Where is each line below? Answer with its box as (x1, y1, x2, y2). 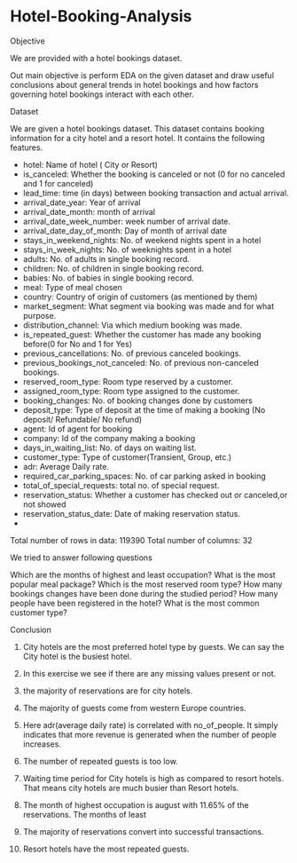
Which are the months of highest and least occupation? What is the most (10, 569, 276, 580)
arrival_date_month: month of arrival (22, 206, 156, 217)
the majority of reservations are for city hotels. (22, 685, 193, 696)
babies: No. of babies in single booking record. (22, 273, 194, 283)
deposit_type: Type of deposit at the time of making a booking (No (22, 404, 266, 415)
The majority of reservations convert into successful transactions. (22, 826, 264, 836)
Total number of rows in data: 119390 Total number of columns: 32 (10, 534, 253, 545)
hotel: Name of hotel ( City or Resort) (22, 159, 159, 170)
